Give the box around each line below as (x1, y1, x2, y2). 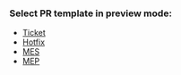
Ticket (22, 28, 47, 38)
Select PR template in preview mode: (9, 7, 173, 20)
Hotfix (22, 37, 46, 47)
